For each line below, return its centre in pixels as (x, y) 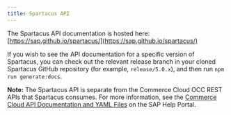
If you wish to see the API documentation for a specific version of (101, 54)
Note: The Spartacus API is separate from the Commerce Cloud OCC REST (115, 89)
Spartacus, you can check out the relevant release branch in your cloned (112, 61)
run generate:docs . (35, 76)
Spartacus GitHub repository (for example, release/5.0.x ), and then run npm (116, 69)
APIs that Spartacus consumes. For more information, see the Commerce (112, 97)
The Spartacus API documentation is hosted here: (79, 33)
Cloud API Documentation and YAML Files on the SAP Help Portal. (102, 104)
